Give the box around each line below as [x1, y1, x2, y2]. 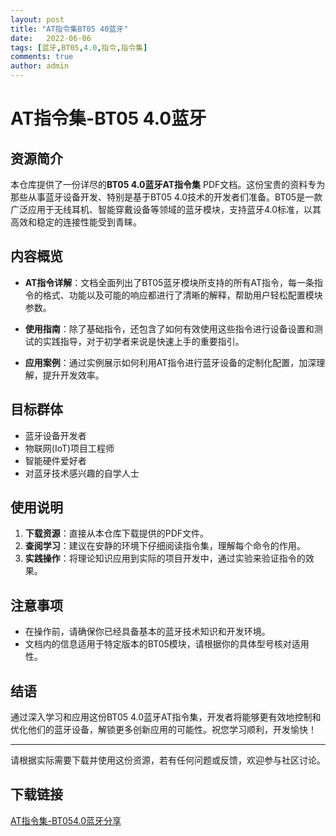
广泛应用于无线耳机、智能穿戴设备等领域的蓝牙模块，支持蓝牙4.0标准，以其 [10, 204, 322, 215]
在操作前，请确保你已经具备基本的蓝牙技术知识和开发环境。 [24, 626, 271, 638]
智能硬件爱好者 [24, 454, 87, 466]
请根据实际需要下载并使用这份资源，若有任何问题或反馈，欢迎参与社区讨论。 [10, 754, 326, 766]
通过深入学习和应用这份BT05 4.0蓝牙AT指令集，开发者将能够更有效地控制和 [10, 711, 322, 723]
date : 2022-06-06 [10, 33, 92, 43]
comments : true [10, 52, 74, 62]
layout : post [10, 14, 65, 25]
